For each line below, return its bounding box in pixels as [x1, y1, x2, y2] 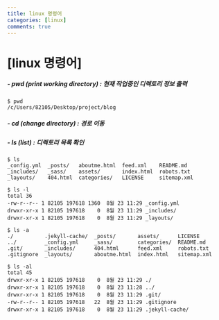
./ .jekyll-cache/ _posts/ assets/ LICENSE [7, 233, 200, 239]
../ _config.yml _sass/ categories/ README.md [7, 239, 207, 246]
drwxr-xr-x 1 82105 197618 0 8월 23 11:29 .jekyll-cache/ [7, 306, 189, 313]
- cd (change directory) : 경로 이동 [7, 119, 105, 128]
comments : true [7, 23, 51, 30]
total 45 [7, 269, 33, 276]
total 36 [7, 192, 33, 199]
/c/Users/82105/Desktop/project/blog [7, 103, 116, 111]
